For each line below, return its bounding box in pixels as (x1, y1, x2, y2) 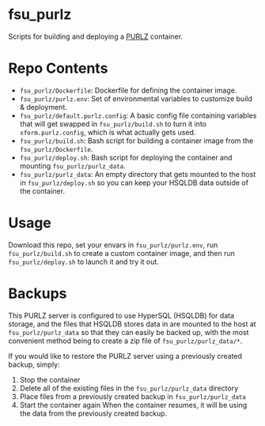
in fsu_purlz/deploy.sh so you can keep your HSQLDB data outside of (19, 178, 249, 187)
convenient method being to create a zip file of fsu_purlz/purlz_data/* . (8, 336, 243, 345)
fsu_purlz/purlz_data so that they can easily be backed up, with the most (8, 327, 249, 337)
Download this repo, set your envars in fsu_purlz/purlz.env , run (8, 239, 218, 250)
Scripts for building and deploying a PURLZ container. (8, 32, 184, 41)
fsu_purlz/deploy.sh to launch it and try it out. (8, 257, 160, 266)
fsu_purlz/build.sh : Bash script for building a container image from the (19, 136, 254, 145)
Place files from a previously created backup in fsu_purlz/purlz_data (19, 391, 247, 401)
